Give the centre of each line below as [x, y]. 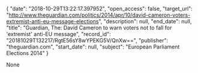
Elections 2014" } [28, 53]
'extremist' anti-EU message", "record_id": [58, 34]
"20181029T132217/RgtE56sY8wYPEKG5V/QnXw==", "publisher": [87, 40]
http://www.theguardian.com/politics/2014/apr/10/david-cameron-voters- [100, 15]
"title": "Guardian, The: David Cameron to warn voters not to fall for [89, 28]
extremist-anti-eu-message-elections [52, 21]
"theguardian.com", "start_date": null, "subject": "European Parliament [93, 47]
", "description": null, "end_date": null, [145, 21]
